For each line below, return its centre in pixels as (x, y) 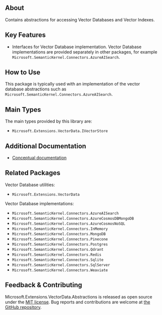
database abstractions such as (36, 89)
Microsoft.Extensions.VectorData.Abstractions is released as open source (79, 297)
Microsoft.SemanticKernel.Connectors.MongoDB (59, 234)
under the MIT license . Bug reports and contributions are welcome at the (78, 302)
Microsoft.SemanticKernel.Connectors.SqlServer (61, 265)
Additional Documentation (46, 146)
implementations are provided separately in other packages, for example (85, 52)
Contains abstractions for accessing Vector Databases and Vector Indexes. (80, 19)
